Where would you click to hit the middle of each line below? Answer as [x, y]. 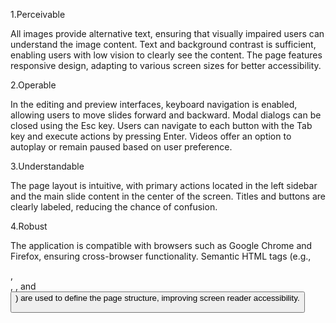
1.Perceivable [38, 14]
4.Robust [29, 226]
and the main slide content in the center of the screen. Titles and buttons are [168, 196]
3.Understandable [47, 166]
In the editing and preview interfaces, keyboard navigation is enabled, [154, 104]
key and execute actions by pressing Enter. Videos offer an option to [151, 136]
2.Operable [33, 85]
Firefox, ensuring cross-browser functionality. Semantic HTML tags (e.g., [161, 256]
